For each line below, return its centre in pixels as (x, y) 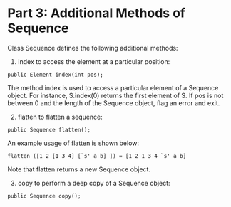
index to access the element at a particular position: (94, 61)
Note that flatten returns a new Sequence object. (79, 169)
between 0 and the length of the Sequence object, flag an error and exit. (114, 103)
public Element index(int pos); (55, 75)
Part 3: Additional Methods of (96, 13)
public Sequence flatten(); (49, 129)
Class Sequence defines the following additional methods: (93, 48)
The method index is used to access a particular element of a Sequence (113, 87)
